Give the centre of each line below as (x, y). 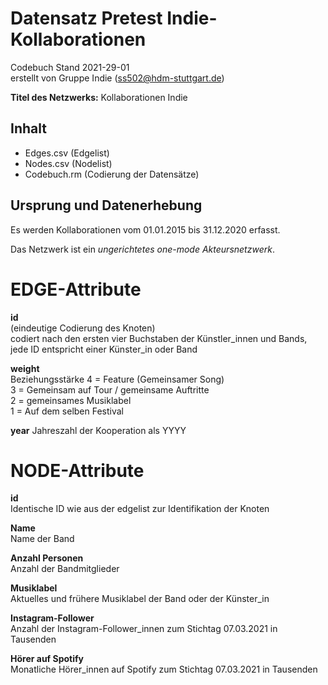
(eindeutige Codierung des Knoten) (83, 328)
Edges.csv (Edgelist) (67, 153)
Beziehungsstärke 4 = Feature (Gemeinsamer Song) (117, 379)
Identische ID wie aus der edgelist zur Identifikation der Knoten (140, 509)
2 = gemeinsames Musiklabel (71, 400)
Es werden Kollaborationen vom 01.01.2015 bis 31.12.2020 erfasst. (145, 229)
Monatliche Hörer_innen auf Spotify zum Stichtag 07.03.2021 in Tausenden (164, 669)
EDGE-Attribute (76, 289)
